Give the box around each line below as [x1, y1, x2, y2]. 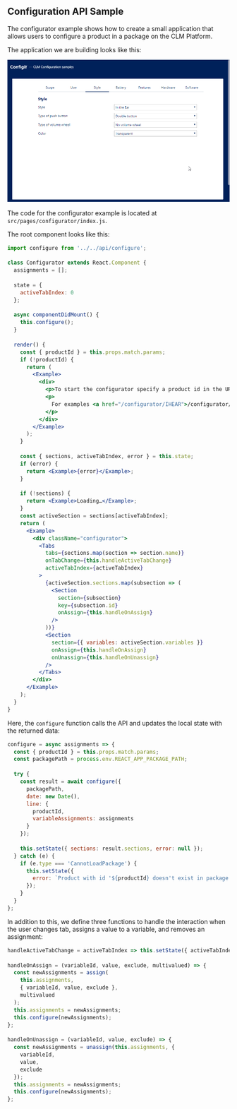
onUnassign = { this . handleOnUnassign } [51, 654, 159, 661]
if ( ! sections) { [20, 490, 71, 497]
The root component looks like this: [7, 229, 110, 239]
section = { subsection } [57, 594, 121, 601]
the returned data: [7, 726, 60, 735]
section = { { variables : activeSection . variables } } [51, 639, 203, 646]
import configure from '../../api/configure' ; [7, 244, 147, 251]
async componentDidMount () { [13, 311, 99, 318]
